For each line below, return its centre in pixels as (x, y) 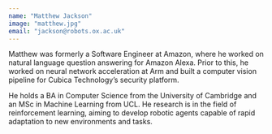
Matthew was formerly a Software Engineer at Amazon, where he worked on (136, 54)
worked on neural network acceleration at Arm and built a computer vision (133, 71)
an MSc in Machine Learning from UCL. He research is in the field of (123, 104)
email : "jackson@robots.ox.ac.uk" (67, 31)
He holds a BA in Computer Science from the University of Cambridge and (133, 96)
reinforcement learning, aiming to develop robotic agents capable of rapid (132, 113)
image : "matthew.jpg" (45, 24)
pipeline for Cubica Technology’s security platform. (94, 80)
